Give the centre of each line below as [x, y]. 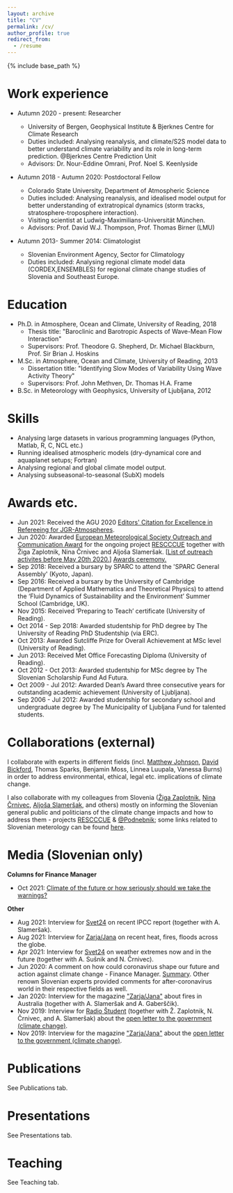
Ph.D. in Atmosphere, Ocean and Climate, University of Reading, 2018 [117, 323]
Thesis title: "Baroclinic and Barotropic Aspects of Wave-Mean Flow [125, 331]
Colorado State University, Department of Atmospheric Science [119, 190]
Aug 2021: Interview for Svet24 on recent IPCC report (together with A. [119, 922]
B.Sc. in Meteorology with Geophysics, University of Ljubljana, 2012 [114, 390]
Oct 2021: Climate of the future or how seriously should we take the [114, 888]
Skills [23, 419]
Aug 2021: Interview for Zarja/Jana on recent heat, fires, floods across [118, 937]
